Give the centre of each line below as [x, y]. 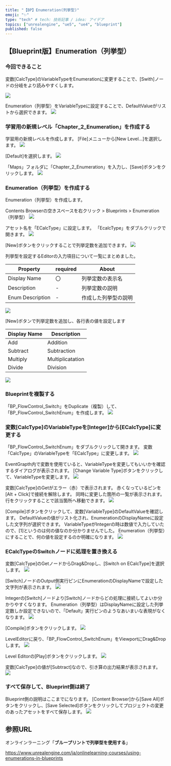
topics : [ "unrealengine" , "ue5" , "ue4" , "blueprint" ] [64, 24]
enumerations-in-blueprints [34, 758]
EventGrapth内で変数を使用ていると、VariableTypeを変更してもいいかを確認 [86, 464]
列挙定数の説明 [100, 288]
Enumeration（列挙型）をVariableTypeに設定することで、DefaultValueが [81, 106]
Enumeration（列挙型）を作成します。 [45, 200]
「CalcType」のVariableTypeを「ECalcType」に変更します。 [69, 453]
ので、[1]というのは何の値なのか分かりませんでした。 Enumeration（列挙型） [85, 531]
